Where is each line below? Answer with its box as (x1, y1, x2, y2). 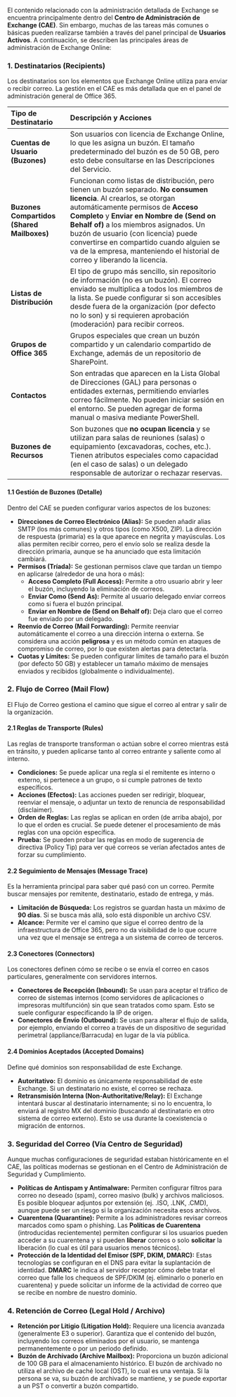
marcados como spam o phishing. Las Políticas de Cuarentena (17, 1221, 201, 1229)
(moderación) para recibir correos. (70, 320, 185, 330)
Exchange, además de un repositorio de (70, 349, 202, 358)
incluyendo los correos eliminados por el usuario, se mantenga (17, 1337, 199, 1346)
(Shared (11, 220, 39, 230)
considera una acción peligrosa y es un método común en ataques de (17, 637, 221, 645)
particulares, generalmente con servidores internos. (7, 972, 158, 981)
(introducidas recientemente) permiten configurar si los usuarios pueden (17, 1228, 228, 1236)
